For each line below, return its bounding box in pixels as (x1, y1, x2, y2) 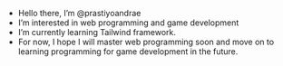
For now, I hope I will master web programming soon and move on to (17, 36, 275, 47)
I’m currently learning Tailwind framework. (17, 27, 177, 37)
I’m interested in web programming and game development (17, 17, 239, 28)
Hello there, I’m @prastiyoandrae (17, 8, 141, 18)
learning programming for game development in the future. (17, 46, 239, 57)
